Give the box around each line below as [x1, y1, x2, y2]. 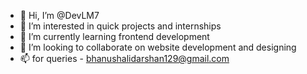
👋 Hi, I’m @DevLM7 [19, 10, 100, 21]
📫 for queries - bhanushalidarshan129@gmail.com [19, 53, 230, 64]
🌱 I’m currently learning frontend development [19, 31, 210, 42]
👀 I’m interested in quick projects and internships [19, 20, 222, 32]
